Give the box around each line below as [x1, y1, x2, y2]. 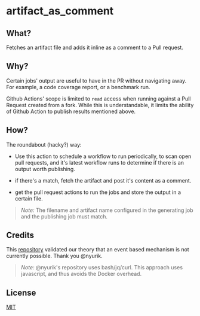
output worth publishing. [14, 165, 76, 172]
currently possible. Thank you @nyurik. [6, 253, 103, 260]
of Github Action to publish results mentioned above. [6, 108, 136, 115]
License [6, 287, 36, 297]
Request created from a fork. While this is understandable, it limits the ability [6, 101, 194, 108]
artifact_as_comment [6, 4, 114, 18]
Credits [6, 230, 35, 241]
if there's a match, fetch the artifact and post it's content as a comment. [14, 177, 192, 184]
